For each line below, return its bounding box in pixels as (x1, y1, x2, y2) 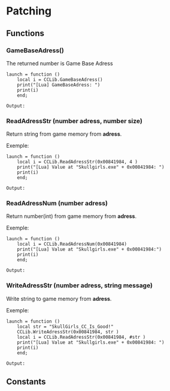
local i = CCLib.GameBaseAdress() (17, 76, 103, 82)
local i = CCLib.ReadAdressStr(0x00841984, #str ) (17, 334, 146, 340)
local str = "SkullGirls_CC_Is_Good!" (17, 323, 114, 330)
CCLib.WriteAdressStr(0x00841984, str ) (17, 329, 119, 335)
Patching (6, 4, 52, 18)
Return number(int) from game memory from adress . (6, 213, 136, 220)
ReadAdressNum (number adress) (6, 199, 108, 208)
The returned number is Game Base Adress (6, 59, 113, 67)
